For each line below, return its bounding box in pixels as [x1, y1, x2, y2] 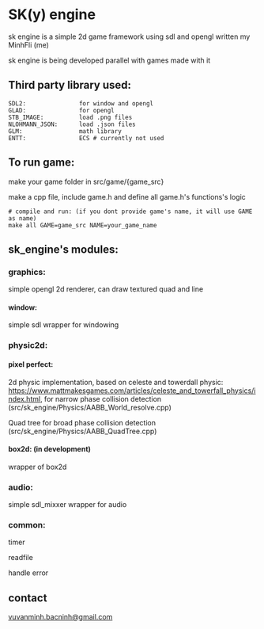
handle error [8, 568, 49, 578]
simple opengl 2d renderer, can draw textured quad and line [8, 284, 204, 294]
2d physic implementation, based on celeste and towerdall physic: [8, 377, 224, 387]
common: [8, 520, 46, 530]
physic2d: [8, 340, 48, 351]
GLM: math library [8, 127, 123, 135]
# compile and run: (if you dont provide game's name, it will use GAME [8, 208, 253, 215]
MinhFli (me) [8, 40, 50, 49]
